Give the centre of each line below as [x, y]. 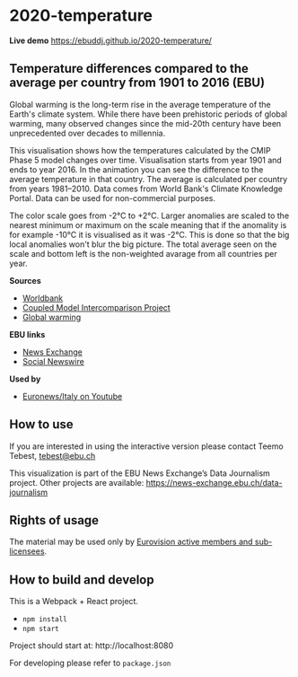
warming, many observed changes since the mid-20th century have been [145, 123]
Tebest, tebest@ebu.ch [53, 455]
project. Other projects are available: [77, 482]
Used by [25, 379]
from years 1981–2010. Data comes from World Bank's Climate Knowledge [146, 189]
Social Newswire [53, 361]
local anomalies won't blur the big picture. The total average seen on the [143, 244]
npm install [44, 620]
